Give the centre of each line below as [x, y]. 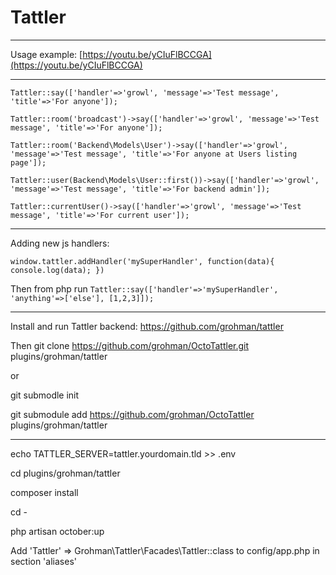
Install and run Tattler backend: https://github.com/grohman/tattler [147, 326]
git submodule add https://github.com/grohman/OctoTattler [132, 414]
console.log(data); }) [57, 270]
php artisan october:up [57, 531]
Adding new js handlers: [60, 243]
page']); [28, 162]
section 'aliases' [43, 561]
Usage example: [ [46, 54]
